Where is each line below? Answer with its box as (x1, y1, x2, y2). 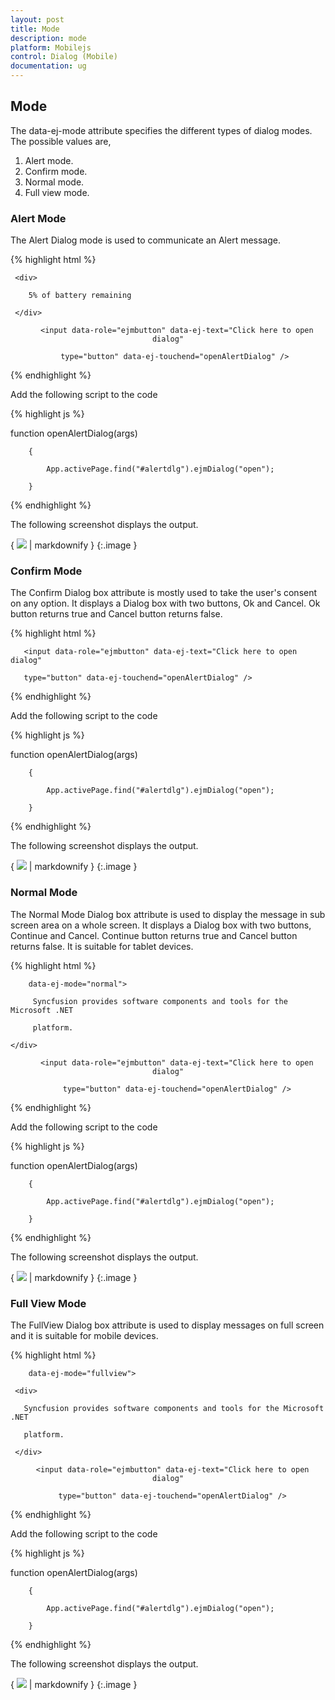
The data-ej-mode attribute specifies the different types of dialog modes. (10, 124, 313, 136)
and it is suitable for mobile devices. (10, 1330, 159, 1341)
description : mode (10, 33, 87, 43)
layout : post (10, 14, 65, 25)
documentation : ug (10, 61, 87, 71)
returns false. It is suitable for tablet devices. (10, 940, 194, 952)
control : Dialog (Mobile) (10, 52, 118, 62)
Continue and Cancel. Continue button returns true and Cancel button (10, 929, 298, 941)
